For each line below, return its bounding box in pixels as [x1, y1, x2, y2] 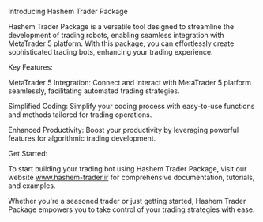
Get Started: [8, 149, 48, 158]
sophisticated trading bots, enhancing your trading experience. [8, 47, 213, 56]
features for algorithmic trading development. [8, 134, 156, 143]
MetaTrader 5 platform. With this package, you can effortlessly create [8, 39, 235, 48]
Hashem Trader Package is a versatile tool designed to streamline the [8, 22, 235, 31]
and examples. [8, 181, 56, 190]
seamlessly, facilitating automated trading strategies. [8, 86, 180, 96]
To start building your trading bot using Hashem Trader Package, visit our [8, 164, 247, 173]
